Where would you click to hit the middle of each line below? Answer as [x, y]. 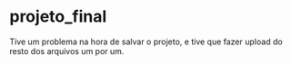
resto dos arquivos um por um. [67, 51]
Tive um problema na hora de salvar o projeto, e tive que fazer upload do [146, 42]
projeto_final [58, 17]
